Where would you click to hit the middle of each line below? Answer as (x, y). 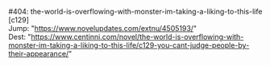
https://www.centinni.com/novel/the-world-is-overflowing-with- (137, 37)
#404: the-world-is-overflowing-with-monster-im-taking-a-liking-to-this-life (135, 12)
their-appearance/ (39, 54)
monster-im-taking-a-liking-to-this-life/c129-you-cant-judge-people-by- (129, 45)
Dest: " (20, 37)
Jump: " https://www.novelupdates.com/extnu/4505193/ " (103, 28)
